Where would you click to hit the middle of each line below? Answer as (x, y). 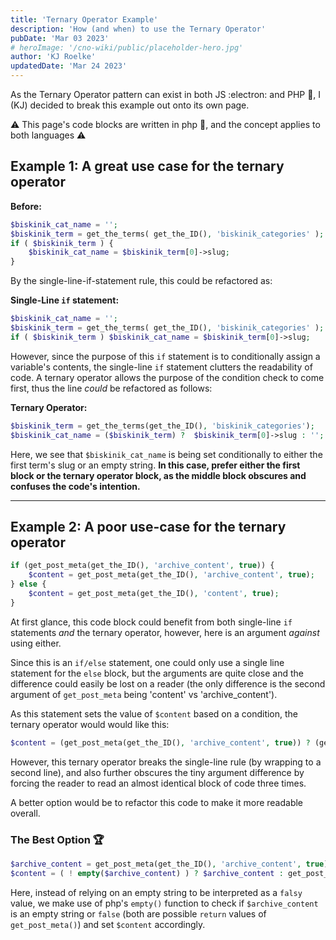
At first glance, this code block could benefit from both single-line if (151, 622)
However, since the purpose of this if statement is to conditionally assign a (165, 356)
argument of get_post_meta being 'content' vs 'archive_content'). (144, 694)
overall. (25, 813)
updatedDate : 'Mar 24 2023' (69, 66)
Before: (26, 206)
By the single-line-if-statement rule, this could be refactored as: (141, 281)
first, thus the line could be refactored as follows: (111, 388)
